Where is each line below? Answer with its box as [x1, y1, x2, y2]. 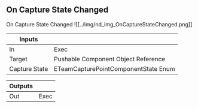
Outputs [9, 82, 33, 90]
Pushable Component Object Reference [53, 55, 166, 63]
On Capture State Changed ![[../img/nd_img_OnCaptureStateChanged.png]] [6, 20, 193, 28]
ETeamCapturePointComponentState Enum [53, 64, 175, 73]
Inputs [19, 35, 38, 43]
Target [9, 55, 28, 63]
